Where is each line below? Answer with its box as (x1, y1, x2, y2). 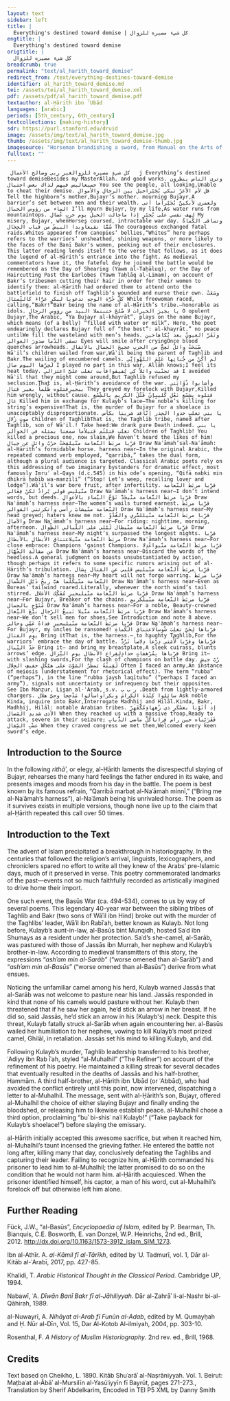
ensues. (7, 970, 30, 978)
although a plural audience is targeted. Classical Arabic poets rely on (7, 457, 223, 464)
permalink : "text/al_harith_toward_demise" (7, 67, 134, 74)
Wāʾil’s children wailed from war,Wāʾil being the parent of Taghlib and (7, 350, 223, 356)
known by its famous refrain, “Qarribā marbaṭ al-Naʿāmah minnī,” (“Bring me (7, 787, 222, 795)
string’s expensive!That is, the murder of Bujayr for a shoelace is (7, 403, 211, 411)
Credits (7, 1353, 40, 1365)
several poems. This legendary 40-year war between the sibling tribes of (7, 904, 214, 912)
